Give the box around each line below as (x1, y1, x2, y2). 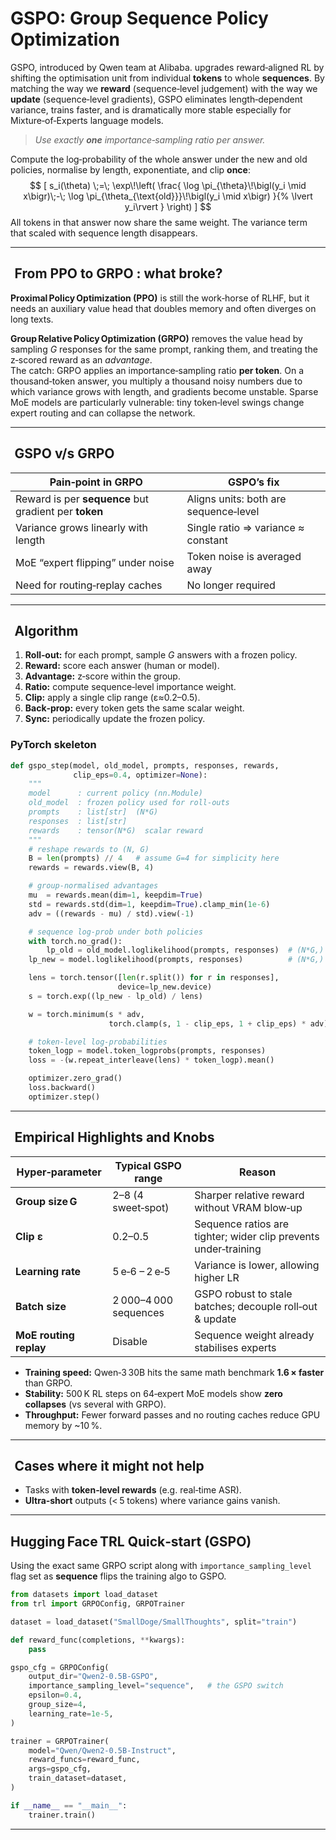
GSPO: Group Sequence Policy (10, 7, 269, 30)
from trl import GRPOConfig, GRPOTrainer (10, 1599, 186, 1609)
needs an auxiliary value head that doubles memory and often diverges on (10, 302, 317, 314)
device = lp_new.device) (117, 982, 213, 992)
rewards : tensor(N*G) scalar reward (28, 825, 203, 836)
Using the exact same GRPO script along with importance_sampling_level (10, 1560, 312, 1572)
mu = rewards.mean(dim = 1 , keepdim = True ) (28, 890, 203, 901)
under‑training (194, 1242, 262, 1256)
